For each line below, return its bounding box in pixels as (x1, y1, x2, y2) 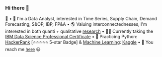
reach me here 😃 (5, 47, 41, 53)
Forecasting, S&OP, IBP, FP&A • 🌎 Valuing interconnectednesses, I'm (5, 21, 148, 27)
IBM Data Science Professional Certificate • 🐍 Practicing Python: (5, 34, 138, 40)
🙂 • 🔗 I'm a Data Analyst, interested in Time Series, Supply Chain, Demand (5, 16, 158, 22)
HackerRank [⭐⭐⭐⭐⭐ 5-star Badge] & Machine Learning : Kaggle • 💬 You (5, 39, 154, 45)
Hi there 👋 (5, 4, 30, 11)
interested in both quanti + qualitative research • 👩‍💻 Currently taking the (5, 28, 153, 34)
